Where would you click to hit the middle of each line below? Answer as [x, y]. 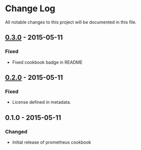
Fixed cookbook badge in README [47, 62]
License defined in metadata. [41, 102]
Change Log [30, 9]
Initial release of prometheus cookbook [52, 142]
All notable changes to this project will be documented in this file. [71, 22]
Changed [16, 131]
